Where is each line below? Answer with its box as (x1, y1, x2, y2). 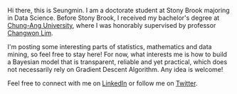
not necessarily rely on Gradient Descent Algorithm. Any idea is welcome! (7, 66, 223, 73)
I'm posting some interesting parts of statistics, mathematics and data (7, 43, 212, 51)
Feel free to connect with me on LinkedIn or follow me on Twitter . (7, 79, 198, 88)
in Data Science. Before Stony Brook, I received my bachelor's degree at (7, 14, 220, 22)
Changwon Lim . (7, 28, 53, 37)
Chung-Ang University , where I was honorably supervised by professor (7, 21, 216, 29)
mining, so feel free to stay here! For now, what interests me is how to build (7, 50, 228, 58)
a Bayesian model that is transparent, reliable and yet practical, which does (7, 58, 228, 66)
